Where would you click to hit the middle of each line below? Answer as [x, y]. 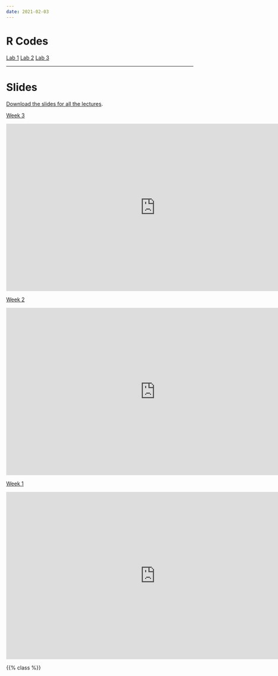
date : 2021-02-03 [28, 12]
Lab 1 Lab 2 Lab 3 [28, 58]
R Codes [27, 41]
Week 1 [15, 483]
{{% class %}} [24, 668]
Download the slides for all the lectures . [55, 104]
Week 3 [15, 115]
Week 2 [15, 299]
